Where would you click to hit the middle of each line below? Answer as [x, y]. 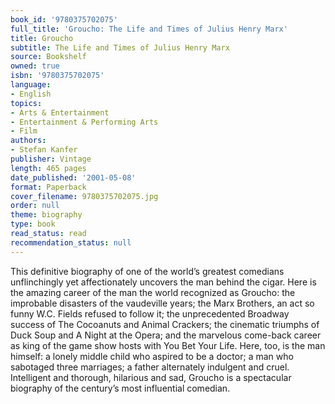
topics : [26, 103]
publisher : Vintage [51, 159]
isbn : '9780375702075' [57, 76]
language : [31, 85]
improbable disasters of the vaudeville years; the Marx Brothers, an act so [162, 303]
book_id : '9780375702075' [64, 19]
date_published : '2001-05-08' [73, 177]
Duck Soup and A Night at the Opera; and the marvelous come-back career [166, 335]
